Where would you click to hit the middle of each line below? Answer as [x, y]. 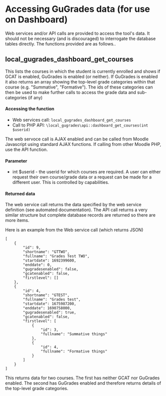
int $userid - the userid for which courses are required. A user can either [86, 172]
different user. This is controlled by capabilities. [61, 182]
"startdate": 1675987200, [50, 304]
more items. [17, 220]
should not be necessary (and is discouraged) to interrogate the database [81, 39]
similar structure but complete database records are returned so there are [81, 215]
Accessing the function [30, 109]
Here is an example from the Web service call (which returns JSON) [74, 230]
